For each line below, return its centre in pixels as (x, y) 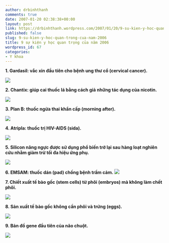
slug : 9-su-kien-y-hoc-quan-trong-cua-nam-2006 (56, 38)
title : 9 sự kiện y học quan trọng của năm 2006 (57, 43)
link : (11, 29)
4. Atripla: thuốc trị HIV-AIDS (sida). (43, 128)
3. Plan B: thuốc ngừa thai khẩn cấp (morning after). (60, 109)
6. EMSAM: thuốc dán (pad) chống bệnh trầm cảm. (59, 172)
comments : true (21, 15)
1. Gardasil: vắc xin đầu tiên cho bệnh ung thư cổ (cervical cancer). (76, 71)
